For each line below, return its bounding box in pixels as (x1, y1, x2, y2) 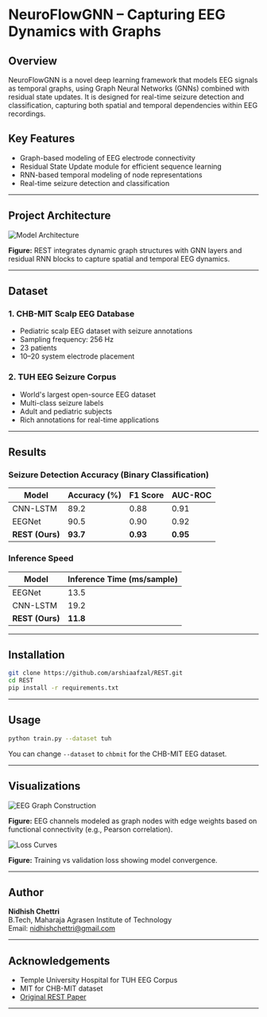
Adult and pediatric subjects (19, 406, 113, 416)
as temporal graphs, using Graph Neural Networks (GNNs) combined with (8, 83, 250, 93)
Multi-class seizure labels (19, 398, 104, 407)
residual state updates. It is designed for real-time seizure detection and (8, 92, 245, 101)
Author (8, 885, 44, 899)
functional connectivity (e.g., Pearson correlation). (8, 825, 173, 834)
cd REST (8, 677, 34, 685)
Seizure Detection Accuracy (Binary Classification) (8, 469, 209, 480)
